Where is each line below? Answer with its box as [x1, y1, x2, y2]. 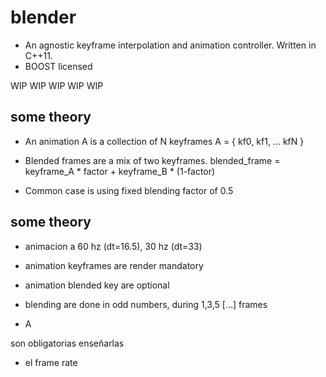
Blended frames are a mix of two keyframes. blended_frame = [24, 154, 281, 166]
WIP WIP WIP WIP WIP [10, 79, 104, 91]
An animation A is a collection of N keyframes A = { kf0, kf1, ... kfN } [24, 135, 305, 147]
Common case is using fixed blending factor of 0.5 [24, 184, 234, 196]
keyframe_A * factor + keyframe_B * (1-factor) [24, 165, 216, 177]
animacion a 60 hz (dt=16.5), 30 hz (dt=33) [24, 240, 203, 252]
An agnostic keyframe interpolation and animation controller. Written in [24, 39, 317, 51]
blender [10, 6, 77, 29]
